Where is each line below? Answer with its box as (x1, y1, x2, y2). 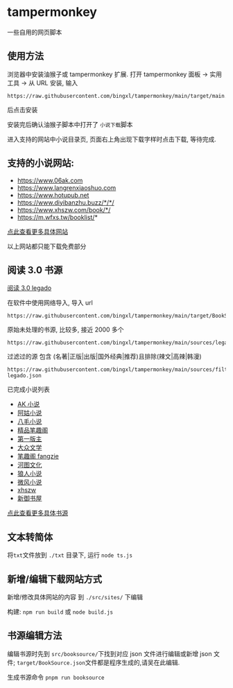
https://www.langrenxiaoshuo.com (17, 183, 116, 191)
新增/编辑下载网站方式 (7, 573, 103, 585)
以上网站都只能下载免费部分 (7, 242, 87, 250)
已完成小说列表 (7, 386, 50, 394)
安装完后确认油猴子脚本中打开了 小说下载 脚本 (7, 120, 133, 128)
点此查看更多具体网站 (7, 227, 68, 236)
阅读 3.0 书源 (7, 264, 63, 276)
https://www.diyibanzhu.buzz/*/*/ (17, 198, 114, 207)
